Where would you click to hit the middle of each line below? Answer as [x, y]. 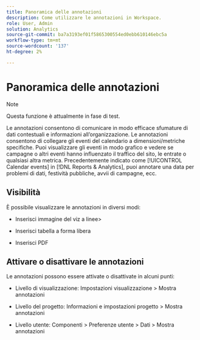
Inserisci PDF [32, 242]
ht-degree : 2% [24, 52]
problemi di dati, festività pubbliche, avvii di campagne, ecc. [81, 173]
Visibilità [23, 193]
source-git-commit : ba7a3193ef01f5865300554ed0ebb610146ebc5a [87, 35]
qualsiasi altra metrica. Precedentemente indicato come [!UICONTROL [94, 160]
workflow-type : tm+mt [34, 40]
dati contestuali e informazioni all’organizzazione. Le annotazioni [87, 134]
